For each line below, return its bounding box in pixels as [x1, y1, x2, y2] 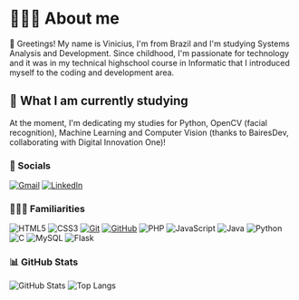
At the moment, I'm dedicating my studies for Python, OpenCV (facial [9, 117, 267, 128]
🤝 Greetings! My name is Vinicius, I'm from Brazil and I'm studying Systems [9, 38, 290, 49]
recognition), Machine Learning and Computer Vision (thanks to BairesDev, [9, 127, 289, 138]
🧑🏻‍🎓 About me [9, 8, 121, 29]
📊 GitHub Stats [9, 256, 79, 268]
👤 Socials [9, 159, 52, 171]
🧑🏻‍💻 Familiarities [9, 202, 86, 215]
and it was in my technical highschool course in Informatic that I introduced [9, 57, 290, 68]
